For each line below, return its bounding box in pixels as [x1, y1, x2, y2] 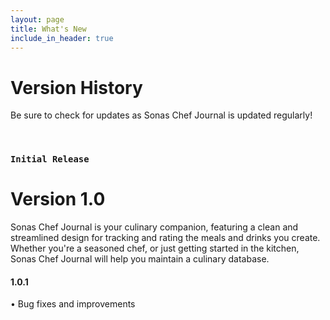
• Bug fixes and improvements [10, 298, 136, 310]
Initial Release [10, 154, 90, 165]
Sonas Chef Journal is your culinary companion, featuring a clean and [10, 221, 299, 233]
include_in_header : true [10, 33, 114, 43]
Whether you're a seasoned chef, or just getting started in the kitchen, [10, 242, 300, 255]
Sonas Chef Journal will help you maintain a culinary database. [10, 253, 270, 265]
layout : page [10, 14, 65, 25]
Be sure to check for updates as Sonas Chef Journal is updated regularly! [10, 109, 313, 121]
